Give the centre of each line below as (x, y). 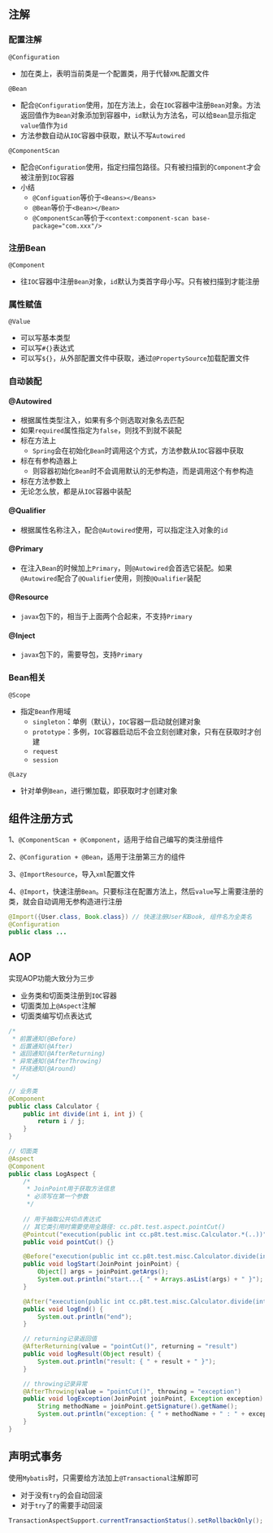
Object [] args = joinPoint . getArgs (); (103, 1272)
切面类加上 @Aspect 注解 (58, 1005)
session (45, 760)
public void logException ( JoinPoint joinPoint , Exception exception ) (143, 1399)
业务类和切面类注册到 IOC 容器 (69, 995)
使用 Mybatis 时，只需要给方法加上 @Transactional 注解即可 (104, 1478)
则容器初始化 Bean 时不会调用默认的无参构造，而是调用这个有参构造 (143, 471)
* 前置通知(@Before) (44, 1039)
